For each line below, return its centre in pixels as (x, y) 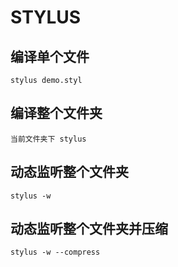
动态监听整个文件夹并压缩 (89, 229)
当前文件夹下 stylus (48, 139)
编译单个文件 (50, 56)
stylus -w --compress (55, 252)
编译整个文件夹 (56, 113)
